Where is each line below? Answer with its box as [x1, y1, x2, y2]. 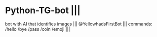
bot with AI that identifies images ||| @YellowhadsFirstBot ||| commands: [5, 21, 153, 27]
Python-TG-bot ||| [5, 5, 80, 16]
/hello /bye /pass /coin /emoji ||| [5, 26, 70, 32]
